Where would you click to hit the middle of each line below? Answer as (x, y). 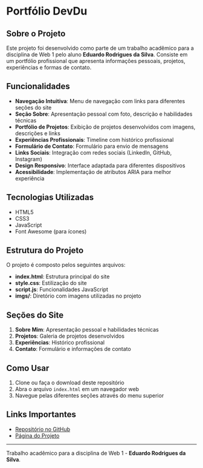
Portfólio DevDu (47, 11)
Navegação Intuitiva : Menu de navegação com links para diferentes (100, 101)
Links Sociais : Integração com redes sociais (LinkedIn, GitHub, (93, 152)
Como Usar (28, 368)
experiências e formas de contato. (49, 67)
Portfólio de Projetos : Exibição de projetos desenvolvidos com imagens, (105, 127)
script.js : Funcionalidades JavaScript (62, 290)
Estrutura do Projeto (45, 251)
